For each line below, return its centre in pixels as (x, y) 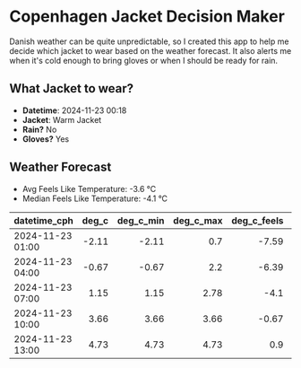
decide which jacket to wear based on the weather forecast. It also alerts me (150, 50)
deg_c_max (198, 220)
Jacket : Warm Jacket (62, 119)
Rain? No (39, 129)
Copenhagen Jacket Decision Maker (147, 17)
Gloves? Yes (46, 139)
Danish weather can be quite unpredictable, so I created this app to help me (149, 41)
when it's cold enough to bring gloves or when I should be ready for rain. (144, 60)
